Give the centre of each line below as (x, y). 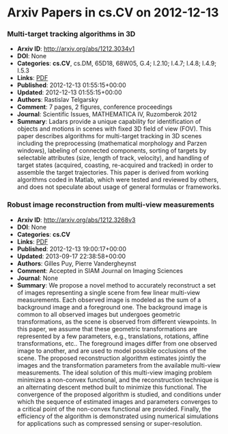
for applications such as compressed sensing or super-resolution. (110, 423)
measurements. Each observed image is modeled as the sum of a (109, 300)
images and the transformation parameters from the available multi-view (119, 365)
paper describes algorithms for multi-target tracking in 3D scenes (109, 136)
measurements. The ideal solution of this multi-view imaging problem (114, 372)
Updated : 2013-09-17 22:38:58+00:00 (71, 256)
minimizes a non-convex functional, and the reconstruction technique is (118, 380)
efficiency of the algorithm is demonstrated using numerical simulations (118, 416)
